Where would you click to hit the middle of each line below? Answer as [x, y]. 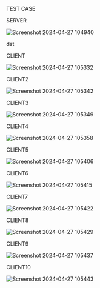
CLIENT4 [17, 126]
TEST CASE [21, 9]
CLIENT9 [18, 244]
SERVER [17, 20]
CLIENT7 [17, 197]
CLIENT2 [18, 79]
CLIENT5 [18, 150]
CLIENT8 [18, 220]
